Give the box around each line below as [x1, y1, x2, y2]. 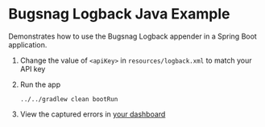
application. [8, 39, 48, 49]
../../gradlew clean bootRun [19, 95, 118, 103]
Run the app [19, 80, 61, 89]
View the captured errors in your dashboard [19, 109, 166, 119]
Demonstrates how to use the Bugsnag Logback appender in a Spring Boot [8, 31, 258, 41]
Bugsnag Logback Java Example [8, 5, 231, 23]
